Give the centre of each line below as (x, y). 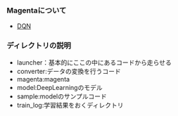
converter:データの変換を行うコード (69, 71)
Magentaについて (37, 10)
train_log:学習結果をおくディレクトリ (70, 105)
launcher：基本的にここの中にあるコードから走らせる (94, 62)
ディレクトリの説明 (39, 46)
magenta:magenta (43, 79)
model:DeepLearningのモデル (59, 87)
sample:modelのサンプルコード (62, 96)
